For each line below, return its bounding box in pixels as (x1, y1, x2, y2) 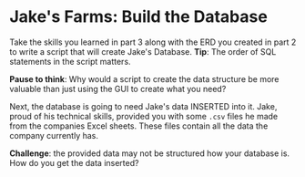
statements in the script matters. (9, 56, 131, 67)
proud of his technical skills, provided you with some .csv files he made (9, 110, 279, 121)
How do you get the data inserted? (9, 157, 139, 168)
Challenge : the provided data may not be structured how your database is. (9, 148, 290, 159)
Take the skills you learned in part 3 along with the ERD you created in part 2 (9, 36, 297, 47)
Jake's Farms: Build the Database (9, 6, 269, 27)
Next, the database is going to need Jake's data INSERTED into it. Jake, (9, 100, 278, 111)
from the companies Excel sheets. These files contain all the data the (9, 120, 269, 131)
